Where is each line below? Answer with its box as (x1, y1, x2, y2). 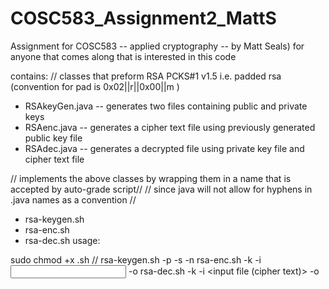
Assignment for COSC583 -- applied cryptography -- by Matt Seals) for (10, 40, 305, 52)
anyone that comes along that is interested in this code (10, 50, 237, 62)
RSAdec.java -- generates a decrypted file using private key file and (24, 142, 305, 154)
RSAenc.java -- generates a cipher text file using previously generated (24, 121, 316, 133)
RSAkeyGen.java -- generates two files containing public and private (24, 100, 308, 112)
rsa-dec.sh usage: (24, 234, 101, 246)
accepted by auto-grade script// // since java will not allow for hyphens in (10, 183, 313, 195)
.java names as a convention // (10, 193, 137, 206)
